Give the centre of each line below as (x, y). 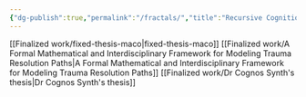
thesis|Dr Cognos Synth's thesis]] (73, 82)
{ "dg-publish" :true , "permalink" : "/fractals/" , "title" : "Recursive (136, 18)
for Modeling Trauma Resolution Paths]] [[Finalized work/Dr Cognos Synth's (152, 73)
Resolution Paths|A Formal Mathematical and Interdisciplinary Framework (147, 63)
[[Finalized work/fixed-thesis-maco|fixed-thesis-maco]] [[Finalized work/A (150, 44)
